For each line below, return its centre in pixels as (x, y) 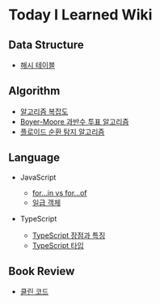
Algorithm (34, 91)
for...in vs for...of (59, 192)
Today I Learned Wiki (80, 15)
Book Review (42, 271)
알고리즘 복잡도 (44, 112)
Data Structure (46, 45)
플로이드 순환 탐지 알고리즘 (62, 132)
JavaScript (38, 177)
